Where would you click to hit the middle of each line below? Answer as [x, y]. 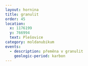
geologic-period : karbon [40, 56]
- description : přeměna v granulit [46, 51]
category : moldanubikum [30, 42]
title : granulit [22, 14]
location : [15, 24]
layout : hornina [22, 10]
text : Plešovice [26, 38]
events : [13, 47]
